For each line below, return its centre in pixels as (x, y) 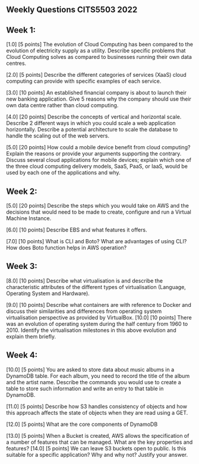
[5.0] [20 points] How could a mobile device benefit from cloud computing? (98, 148)
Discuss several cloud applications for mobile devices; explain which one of (99, 160)
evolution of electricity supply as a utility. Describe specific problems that (96, 51)
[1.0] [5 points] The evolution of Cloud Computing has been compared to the (99, 45)
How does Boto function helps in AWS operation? (66, 248)
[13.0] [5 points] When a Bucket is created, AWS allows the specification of (98, 435)
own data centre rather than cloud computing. (62, 105)
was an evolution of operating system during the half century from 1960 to (97, 324)
